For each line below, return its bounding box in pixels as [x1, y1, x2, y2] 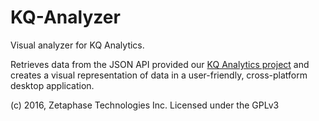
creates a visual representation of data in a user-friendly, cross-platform [10, 69, 308, 81]
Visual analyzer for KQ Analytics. [10, 39, 145, 51]
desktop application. [10, 79, 95, 91]
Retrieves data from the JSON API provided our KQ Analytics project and [10, 58, 310, 70]
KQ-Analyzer [10, 6, 121, 29]
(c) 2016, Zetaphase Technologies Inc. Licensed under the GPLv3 [10, 99, 280, 111]
